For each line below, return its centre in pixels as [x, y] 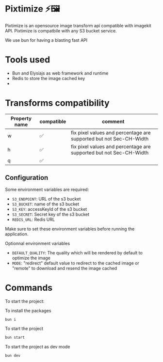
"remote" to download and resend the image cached [65, 268]
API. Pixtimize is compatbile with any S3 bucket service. [61, 31]
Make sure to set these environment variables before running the [70, 229]
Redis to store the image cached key [49, 78]
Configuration [27, 178]
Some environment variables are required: [47, 189]
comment [113, 121]
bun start [15, 338]
